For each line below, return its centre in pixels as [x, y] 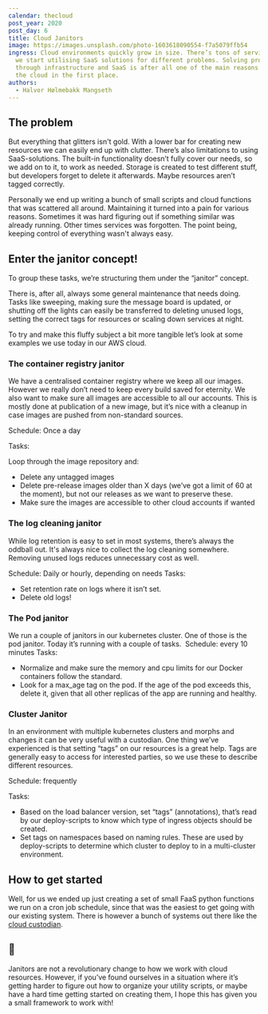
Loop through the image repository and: [74, 461]
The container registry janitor [67, 363]
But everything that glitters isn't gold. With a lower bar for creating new [125, 142]
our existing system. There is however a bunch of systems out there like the [133, 916]
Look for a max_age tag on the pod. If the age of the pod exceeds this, [135, 685]
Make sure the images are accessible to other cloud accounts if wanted [137, 503]
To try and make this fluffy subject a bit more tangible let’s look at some [126, 334]
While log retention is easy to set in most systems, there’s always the [121, 541]
